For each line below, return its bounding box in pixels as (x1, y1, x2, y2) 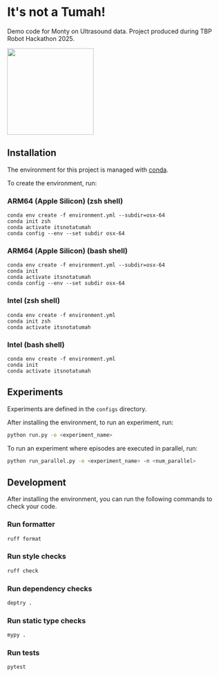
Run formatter (7, 520, 55, 530)
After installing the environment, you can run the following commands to (7, 495, 213, 503)
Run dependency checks (7, 584, 93, 593)
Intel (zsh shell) (7, 296, 60, 305)
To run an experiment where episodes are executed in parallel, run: (7, 444, 198, 452)
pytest (7, 664, 26, 671)
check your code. (7, 503, 57, 511)
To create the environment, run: (7, 179, 97, 187)
